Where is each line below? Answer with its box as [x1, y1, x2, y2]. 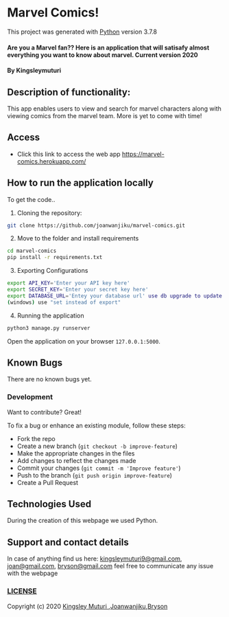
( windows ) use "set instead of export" [7, 299, 121, 306]
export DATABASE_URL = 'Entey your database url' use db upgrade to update [7, 292, 223, 300]
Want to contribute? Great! [7, 407, 82, 416]
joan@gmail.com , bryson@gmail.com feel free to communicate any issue [7, 562, 214, 570]
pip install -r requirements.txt [7, 254, 103, 261]
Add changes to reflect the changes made [16, 456, 136, 464]
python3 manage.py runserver [7, 324, 91, 331]
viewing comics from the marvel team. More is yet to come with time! [7, 111, 202, 120]
